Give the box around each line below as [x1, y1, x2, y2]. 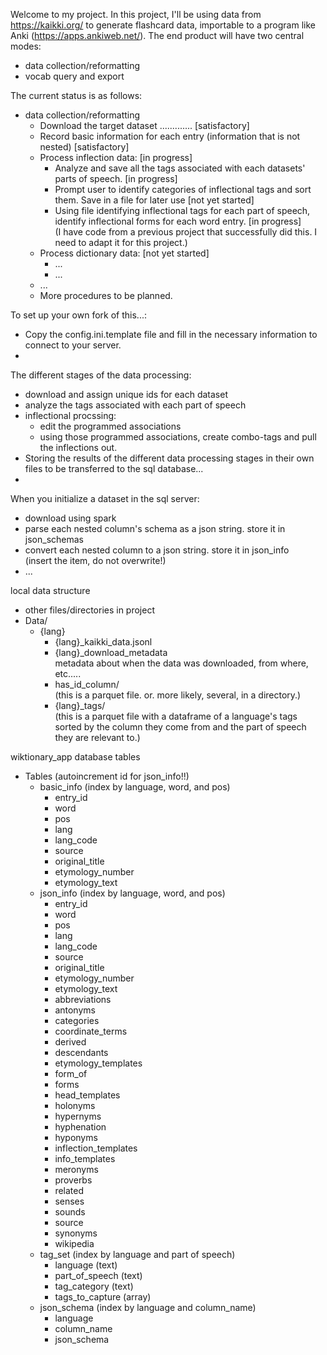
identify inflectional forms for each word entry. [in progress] [54, 215, 302, 227]
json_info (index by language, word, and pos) [39, 887, 226, 899]
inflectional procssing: [24, 410, 117, 421]
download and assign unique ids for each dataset [24, 389, 229, 400]
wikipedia [54, 1238, 95, 1249]
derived [54, 1036, 87, 1048]
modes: [10, 40, 42, 52]
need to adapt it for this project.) [54, 237, 188, 248]
